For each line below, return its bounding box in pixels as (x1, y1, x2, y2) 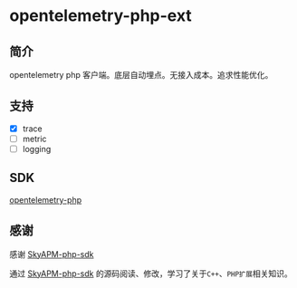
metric (22, 133, 47, 144)
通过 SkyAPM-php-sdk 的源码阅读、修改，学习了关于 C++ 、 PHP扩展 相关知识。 (9, 268, 292, 279)
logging (22, 143, 52, 154)
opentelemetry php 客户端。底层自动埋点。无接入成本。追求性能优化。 (9, 70, 273, 80)
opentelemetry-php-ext (9, 5, 192, 26)
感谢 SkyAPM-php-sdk (9, 248, 94, 259)
